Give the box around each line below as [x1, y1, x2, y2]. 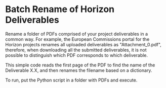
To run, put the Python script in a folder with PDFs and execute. [5, 77, 138, 83]
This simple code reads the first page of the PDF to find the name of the [5, 62, 155, 68]
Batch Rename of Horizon [5, 4, 115, 15]
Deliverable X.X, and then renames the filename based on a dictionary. [5, 67, 152, 73]
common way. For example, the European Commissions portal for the [5, 36, 150, 42]
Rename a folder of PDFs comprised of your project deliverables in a [5, 31, 148, 37]
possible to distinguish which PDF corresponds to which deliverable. [5, 52, 148, 58]
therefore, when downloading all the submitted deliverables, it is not [5, 47, 147, 53]
